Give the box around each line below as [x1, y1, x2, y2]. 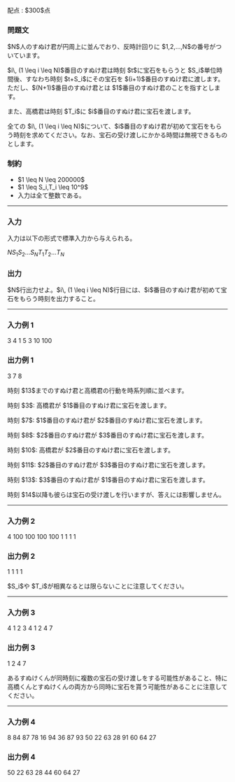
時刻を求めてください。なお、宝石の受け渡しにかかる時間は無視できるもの [13, 131, 228, 139]
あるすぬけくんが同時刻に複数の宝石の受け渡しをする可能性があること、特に [7, 673, 228, 682]
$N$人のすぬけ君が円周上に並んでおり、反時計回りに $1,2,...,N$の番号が [7, 43, 216, 51]
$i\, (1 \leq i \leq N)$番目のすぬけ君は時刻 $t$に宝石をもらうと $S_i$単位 [7, 66, 217, 75]
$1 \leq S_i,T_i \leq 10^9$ [17, 183, 89, 191]
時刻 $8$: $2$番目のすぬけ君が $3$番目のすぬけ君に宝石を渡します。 [7, 431, 208, 439]
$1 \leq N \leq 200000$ [17, 175, 85, 183]
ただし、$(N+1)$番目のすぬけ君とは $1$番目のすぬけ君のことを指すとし [7, 83, 215, 92]
